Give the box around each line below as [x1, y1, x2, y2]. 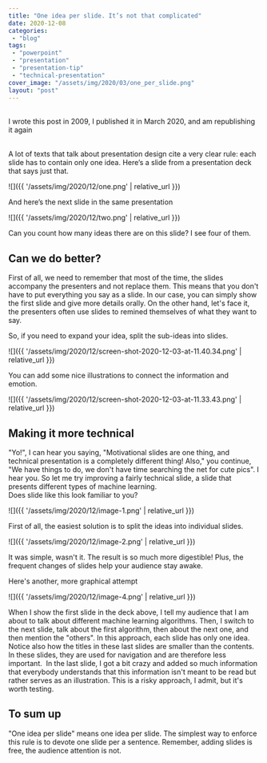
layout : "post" [8, 86, 59, 95]
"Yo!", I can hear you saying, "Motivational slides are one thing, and [8, 448, 230, 457]
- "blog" [11, 34, 42, 42]
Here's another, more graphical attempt [8, 576, 138, 586]
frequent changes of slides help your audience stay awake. [8, 561, 204, 570]
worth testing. [8, 684, 54, 693]
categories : [8, 26, 48, 34]
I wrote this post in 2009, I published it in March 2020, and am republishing [8, 117, 256, 127]
